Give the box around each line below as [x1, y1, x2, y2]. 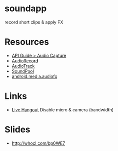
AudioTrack [11, 63, 35, 69]
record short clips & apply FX [4, 19, 63, 25]
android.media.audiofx [11, 73, 57, 79]
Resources [4, 36, 49, 48]
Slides [4, 124, 30, 135]
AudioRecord [11, 57, 39, 64]
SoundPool [11, 68, 34, 74]
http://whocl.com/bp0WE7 [11, 140, 66, 146]
